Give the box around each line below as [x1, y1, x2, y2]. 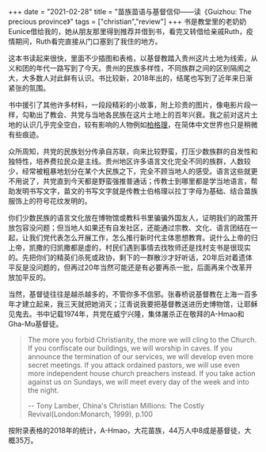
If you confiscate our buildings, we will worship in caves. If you [27, 343, 233, 353]
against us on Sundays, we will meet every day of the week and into [27, 377, 249, 386]
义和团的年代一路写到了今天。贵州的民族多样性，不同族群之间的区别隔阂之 [8, 63, 251, 73]
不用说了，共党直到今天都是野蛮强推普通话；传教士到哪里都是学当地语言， [8, 177, 251, 186]
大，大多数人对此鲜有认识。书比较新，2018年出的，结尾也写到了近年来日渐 [8, 74, 253, 82]
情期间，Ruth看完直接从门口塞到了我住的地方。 [8, 36, 162, 46]
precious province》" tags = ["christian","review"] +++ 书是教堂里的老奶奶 [8, 17, 247, 26]
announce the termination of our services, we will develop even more [27, 352, 253, 361]
